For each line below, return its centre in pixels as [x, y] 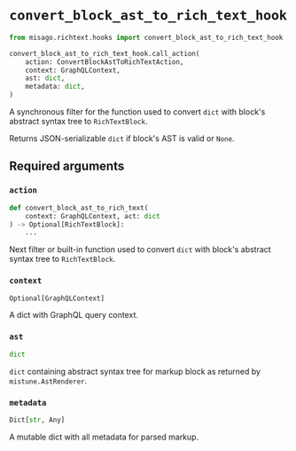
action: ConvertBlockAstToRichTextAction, [105, 62]
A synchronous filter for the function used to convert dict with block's [137, 112]
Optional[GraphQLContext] [57, 298]
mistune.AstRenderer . [48, 381]
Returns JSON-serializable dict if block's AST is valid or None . [122, 138]
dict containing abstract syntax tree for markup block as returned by [135, 371]
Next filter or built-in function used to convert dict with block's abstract [140, 249]
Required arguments [67, 166]
